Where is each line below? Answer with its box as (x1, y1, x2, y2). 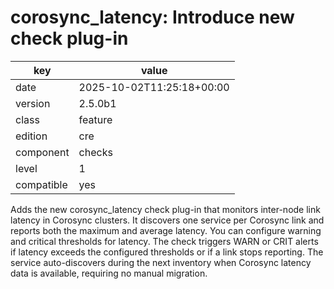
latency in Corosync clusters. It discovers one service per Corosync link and (10, 214, 325, 226)
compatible (15, 177, 68, 191)
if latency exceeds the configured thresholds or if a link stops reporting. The (10, 246, 324, 258)
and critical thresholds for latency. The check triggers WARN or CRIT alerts (10, 235, 319, 247)
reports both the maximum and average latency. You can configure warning (10, 224, 322, 236)
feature (78, 112, 113, 126)
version (15, 96, 51, 110)
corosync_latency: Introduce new (10, 6, 295, 29)
